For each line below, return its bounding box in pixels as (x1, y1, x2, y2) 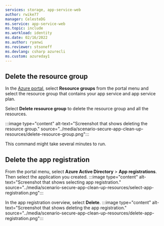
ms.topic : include (5, 26, 43, 31)
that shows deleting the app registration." (42, 205, 127, 211)
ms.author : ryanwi (5, 40, 43, 45)
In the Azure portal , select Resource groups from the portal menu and (5, 85, 149, 91)
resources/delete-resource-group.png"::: (5, 131, 89, 137)
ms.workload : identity (5, 30, 52, 35)
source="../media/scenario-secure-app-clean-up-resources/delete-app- (5, 210, 155, 216)
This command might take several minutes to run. (5, 141, 106, 147)
